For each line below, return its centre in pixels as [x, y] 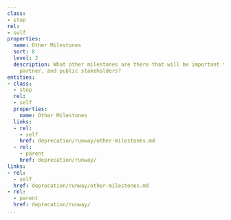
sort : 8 [24, 52]
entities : [21, 77]
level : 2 [26, 58]
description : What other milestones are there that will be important [117, 64]
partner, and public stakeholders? [70, 71]
